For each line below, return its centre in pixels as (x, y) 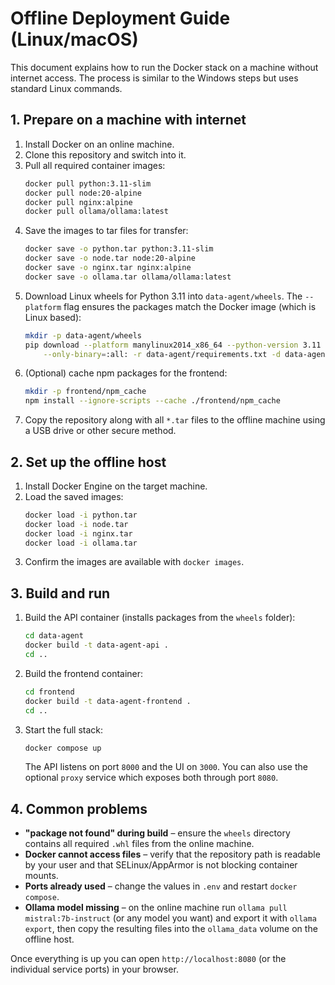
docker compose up (63, 748)
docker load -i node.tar (76, 524)
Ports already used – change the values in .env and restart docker (161, 886)
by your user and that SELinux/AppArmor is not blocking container (161, 865)
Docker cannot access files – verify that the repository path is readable (172, 854)
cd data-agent (54, 636)
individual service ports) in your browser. (94, 969)
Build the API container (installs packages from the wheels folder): (160, 618)
